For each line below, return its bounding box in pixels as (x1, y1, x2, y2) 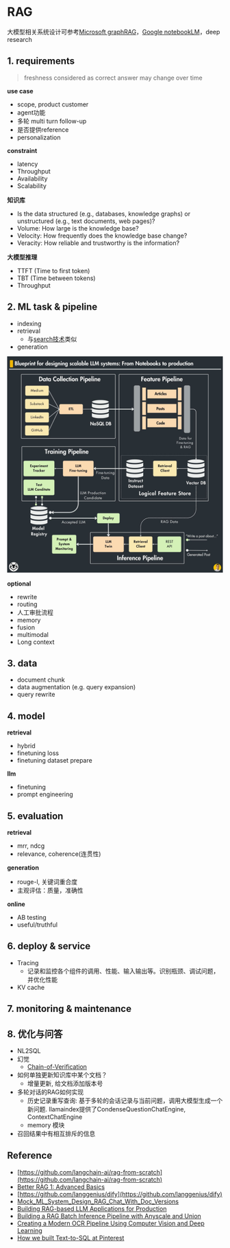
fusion (16, 623, 36, 632)
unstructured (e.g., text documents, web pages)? (16, 217, 155, 225)
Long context (16, 638, 55, 646)
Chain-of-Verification (27, 1063, 88, 1071)
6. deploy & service (7, 940, 91, 952)
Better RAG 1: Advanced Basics (16, 1182, 105, 1191)
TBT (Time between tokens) (16, 274, 96, 282)
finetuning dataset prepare (16, 756, 92, 765)
